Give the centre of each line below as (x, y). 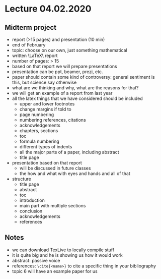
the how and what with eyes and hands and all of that (75, 174)
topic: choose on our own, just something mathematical (69, 50)
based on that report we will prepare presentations (64, 66)
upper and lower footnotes (47, 104)
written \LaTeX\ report (35, 55)
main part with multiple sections (53, 206)
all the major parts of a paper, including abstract (69, 152)
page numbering (37, 115)
